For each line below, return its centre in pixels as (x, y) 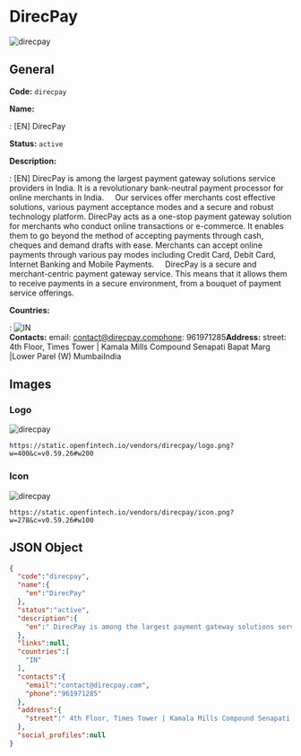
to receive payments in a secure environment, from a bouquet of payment (146, 283)
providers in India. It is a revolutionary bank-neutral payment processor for (146, 188)
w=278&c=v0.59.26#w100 (52, 520)
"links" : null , (43, 644)
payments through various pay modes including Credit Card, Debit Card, (142, 254)
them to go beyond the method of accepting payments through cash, (137, 235)
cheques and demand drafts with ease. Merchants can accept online (136, 245)
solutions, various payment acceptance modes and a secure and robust (142, 207)
